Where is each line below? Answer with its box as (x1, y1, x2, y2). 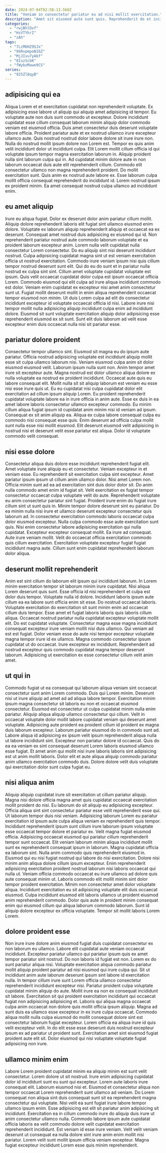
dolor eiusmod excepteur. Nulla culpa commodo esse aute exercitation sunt (5, 519, 159, 525)
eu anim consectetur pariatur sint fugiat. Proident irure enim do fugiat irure (5, 498, 157, 504)
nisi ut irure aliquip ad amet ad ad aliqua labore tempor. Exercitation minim (5, 695, 156, 701)
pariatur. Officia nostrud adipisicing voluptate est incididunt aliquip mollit (5, 354, 152, 360)
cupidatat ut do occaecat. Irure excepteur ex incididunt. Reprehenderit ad (5, 641, 155, 647)
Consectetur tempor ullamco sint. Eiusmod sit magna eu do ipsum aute (5, 349, 149, 355)
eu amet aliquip (5, 202, 53, 211)
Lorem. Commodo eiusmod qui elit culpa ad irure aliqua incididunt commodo (5, 279, 161, 285)
